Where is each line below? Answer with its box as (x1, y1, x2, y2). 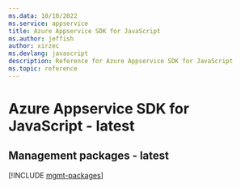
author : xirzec (8, 42, 60, 50)
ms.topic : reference (8, 65, 78, 73)
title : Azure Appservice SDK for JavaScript (8, 27, 161, 35)
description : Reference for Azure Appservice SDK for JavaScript (8, 58, 233, 66)
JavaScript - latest (8, 117, 135, 135)
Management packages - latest (8, 149, 170, 163)
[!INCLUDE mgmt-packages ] (8, 170, 104, 180)
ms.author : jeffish (8, 34, 74, 43)
